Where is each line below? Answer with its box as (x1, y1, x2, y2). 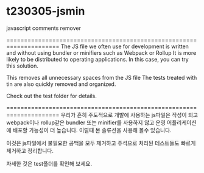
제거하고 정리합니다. (6, 147, 54, 154)
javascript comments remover (6, 24, 81, 32)
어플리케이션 (166, 119, 197, 126)
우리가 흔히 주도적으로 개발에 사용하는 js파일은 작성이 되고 (60, 111, 199, 118)
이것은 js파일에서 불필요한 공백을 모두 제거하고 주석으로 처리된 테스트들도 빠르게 (6, 139, 196, 147)
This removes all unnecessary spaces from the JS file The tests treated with (6, 74, 197, 81)
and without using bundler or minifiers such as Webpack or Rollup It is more (6, 49, 197, 56)
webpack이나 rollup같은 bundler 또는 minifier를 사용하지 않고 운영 (6, 119, 166, 126)
